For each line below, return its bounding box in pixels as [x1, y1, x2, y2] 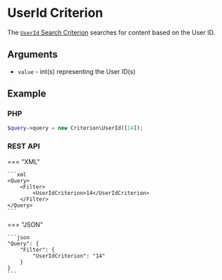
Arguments [7, 49, 58, 61]
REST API [7, 141, 40, 151]
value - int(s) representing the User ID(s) [17, 67, 136, 75]
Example [7, 88, 47, 100]
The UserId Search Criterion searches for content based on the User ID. [7, 28, 216, 37]
